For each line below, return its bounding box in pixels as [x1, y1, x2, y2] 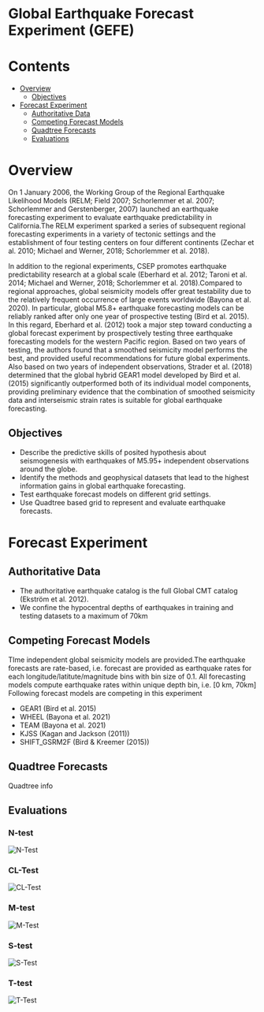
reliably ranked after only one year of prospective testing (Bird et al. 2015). [8, 312, 250, 322]
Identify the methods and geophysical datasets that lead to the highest [19, 472, 250, 482]
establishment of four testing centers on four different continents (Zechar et [8, 238, 255, 247]
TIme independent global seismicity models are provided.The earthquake [8, 655, 246, 664]
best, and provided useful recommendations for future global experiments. [8, 354, 251, 363]
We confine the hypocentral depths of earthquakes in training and [19, 602, 234, 612]
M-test [8, 902, 35, 913]
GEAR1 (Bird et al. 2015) [19, 703, 97, 713]
